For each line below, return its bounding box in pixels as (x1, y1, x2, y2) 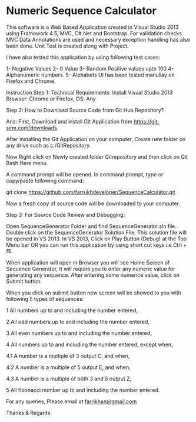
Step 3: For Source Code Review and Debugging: (6, 211, 125, 218)
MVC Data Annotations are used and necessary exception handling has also (6, 36, 190, 43)
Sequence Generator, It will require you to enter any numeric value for (6, 265, 175, 272)
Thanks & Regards (6, 409, 51, 416)
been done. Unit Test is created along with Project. (6, 42, 129, 49)
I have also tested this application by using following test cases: (6, 53, 161, 61)
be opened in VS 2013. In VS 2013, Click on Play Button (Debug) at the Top (6, 235, 187, 242)
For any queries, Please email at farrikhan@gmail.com (6, 398, 137, 405)
